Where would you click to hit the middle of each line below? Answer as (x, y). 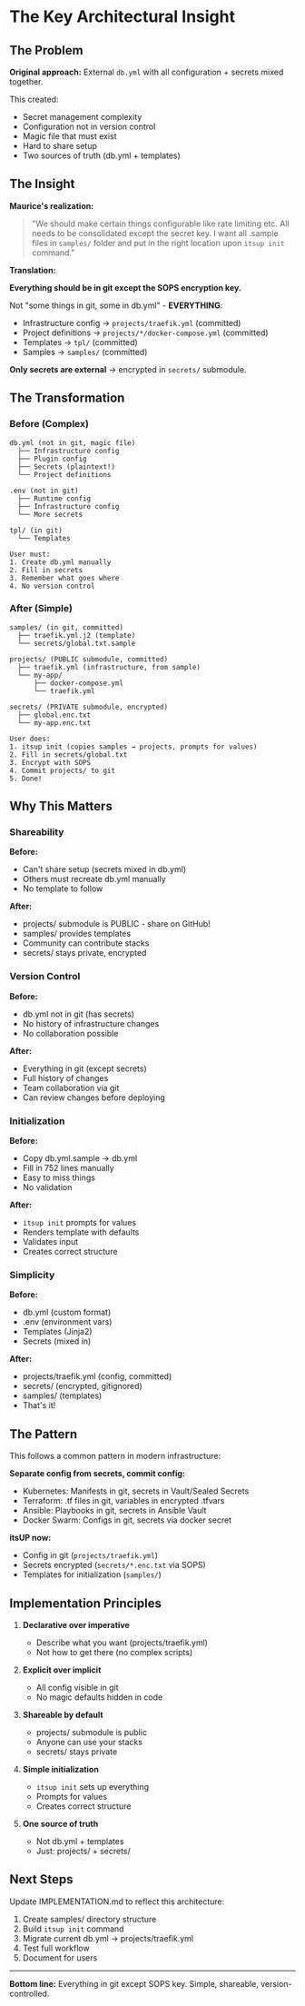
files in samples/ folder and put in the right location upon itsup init (158, 243)
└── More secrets (50, 514)
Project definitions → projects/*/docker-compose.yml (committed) (146, 333)
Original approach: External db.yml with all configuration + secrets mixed (147, 72)
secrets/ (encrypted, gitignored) (82, 1386)
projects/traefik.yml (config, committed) (97, 1376)
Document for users (60, 1957)
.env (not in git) (44, 491)
